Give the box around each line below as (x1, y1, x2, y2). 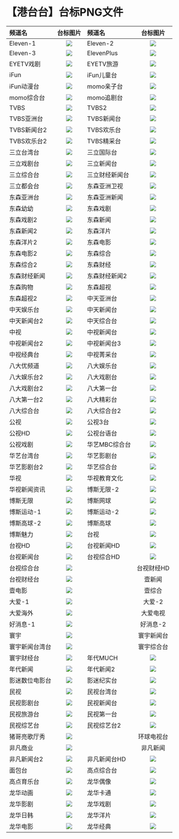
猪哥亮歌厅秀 (9, 732, 46, 741)
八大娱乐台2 (9, 373, 44, 381)
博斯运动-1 (9, 508, 41, 516)
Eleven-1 (9, 39, 36, 47)
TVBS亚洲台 (9, 114, 44, 123)
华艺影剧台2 (9, 463, 44, 471)
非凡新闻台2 (9, 755, 44, 763)
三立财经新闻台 (87, 170, 130, 179)
